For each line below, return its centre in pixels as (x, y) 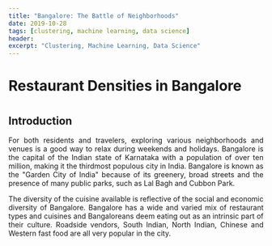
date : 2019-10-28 (38, 23)
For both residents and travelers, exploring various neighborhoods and (136, 140)
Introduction (40, 121)
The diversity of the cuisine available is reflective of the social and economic (136, 198)
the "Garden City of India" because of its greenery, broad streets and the (136, 174)
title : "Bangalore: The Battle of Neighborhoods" (94, 16)
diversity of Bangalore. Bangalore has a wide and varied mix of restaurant (136, 207)
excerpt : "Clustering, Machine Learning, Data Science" (104, 46)
